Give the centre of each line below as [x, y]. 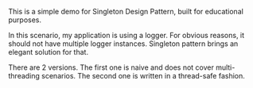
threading [24, 76]
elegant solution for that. [49, 52]
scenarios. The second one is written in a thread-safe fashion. [143, 76]
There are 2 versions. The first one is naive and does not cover [111, 67]
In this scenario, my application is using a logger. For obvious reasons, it [127, 35]
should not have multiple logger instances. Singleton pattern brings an [123, 44]
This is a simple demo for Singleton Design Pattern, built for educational [126, 11]
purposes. [25, 20]
